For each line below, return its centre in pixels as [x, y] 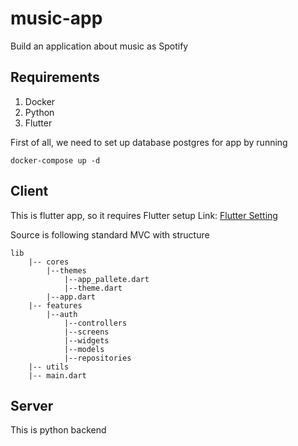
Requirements [55, 77]
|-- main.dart [57, 375]
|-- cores [49, 262]
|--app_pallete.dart [106, 279]
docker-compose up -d [55, 160]
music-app [56, 18]
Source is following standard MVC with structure [110, 234]
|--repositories [97, 358]
